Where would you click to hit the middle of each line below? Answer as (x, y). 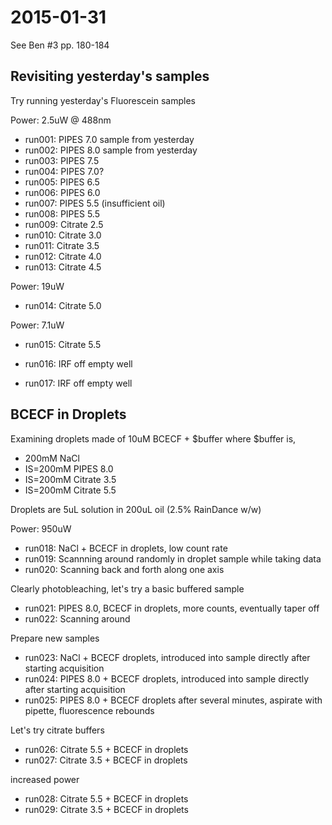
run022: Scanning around (77, 618)
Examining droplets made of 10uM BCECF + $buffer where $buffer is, (153, 438)
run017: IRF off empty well (78, 383)
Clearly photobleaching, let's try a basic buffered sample (127, 588)
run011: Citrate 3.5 (62, 245)
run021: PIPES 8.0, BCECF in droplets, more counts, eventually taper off (172, 608)
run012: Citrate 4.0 (63, 256)
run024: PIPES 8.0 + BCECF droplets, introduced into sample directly (167, 678)
